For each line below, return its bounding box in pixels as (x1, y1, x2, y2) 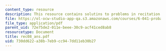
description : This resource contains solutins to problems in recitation (5, 12, 161, 17)
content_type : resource (5, 7, 54, 12)
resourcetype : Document (5, 30, 54, 34)
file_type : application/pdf (5, 20, 63, 26)
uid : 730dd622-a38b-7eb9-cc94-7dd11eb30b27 (5, 39, 96, 44)
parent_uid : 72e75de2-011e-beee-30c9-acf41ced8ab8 (5, 25, 112, 30)
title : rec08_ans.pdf (5, 34, 50, 39)
